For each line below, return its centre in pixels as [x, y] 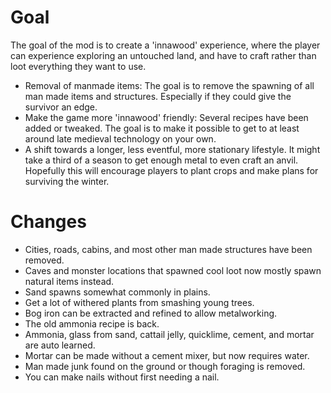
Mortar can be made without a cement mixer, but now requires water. [167, 355]
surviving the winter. [67, 181]
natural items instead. [69, 281]
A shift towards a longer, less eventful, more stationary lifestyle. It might [172, 149]
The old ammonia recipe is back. [92, 323]
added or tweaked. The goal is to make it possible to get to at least [162, 128]
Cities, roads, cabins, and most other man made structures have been [168, 249]
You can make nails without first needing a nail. [122, 377]
